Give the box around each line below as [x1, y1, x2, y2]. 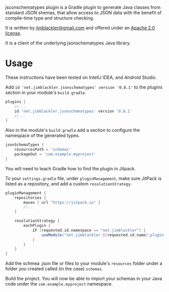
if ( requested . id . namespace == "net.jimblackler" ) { [32, 227, 146, 233]
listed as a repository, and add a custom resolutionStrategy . [5, 180, 132, 186]
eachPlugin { [23, 223, 51, 228]
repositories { [14, 195, 47, 200]
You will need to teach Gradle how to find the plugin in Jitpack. [5, 165, 136, 171]
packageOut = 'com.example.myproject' [14, 152, 96, 157]
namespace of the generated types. [5, 132, 80, 138]
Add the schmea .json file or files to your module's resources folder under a [5, 260, 163, 267]
